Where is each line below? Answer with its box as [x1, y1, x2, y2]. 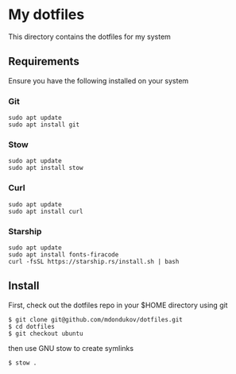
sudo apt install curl [8, 207, 83, 215]
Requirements [8, 55, 79, 68]
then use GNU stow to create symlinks [8, 343, 133, 353]
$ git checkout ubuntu [8, 330, 83, 337]
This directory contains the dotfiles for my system [8, 32, 171, 41]
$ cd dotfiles [8, 322, 56, 330]
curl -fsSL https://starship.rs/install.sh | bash [8, 257, 180, 265]
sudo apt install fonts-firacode [8, 250, 119, 259]
